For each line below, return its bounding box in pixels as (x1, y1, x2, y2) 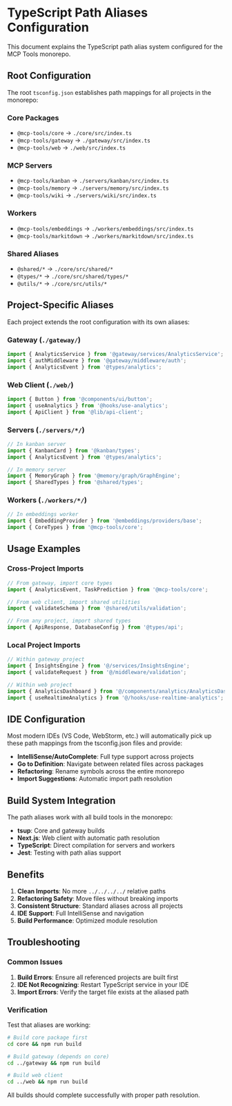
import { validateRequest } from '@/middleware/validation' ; (7, 669, 187, 676)
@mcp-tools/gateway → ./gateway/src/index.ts (17, 136, 151, 145)
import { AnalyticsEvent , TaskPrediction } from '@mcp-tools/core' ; (7, 586, 209, 593)
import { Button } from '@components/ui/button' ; (7, 395, 153, 402)
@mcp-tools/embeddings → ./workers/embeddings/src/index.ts (17, 224, 194, 233)
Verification (7, 1005, 48, 1015)
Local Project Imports (7, 640, 81, 650)
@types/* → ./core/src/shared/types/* (17, 271, 129, 280)
